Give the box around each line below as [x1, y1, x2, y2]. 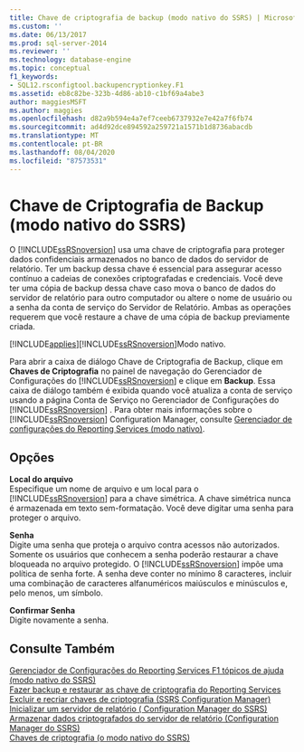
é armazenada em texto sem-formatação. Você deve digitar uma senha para [9, 503, 294, 514]
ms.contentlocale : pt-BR [9, 139, 103, 148]
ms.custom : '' [9, 22, 63, 31]
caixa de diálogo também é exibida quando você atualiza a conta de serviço [9, 386, 293, 396]
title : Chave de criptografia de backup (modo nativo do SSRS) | [9, 13, 261, 23]
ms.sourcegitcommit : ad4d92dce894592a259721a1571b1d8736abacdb [9, 123, 253, 132]
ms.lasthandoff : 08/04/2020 [9, 148, 116, 157]
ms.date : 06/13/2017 [9, 30, 88, 39]
